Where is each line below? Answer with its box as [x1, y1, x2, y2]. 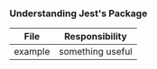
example [14, 46, 51, 58]
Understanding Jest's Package [9, 7, 148, 20]
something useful [58, 46, 133, 58]
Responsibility [64, 30, 128, 43]
